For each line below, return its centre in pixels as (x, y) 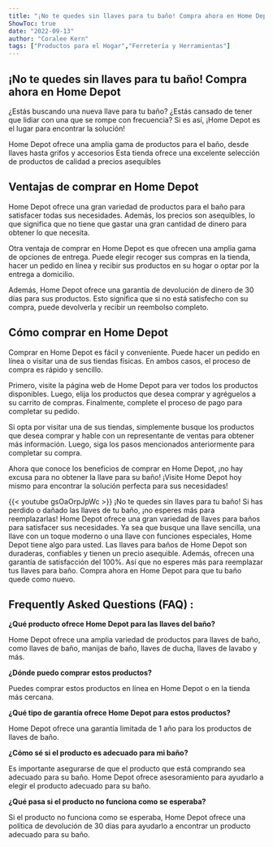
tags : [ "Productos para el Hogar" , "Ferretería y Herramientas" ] (119, 46)
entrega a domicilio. (41, 274)
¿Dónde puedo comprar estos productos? (80, 673)
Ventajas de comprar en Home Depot (104, 187)
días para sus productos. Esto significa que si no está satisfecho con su (128, 298)
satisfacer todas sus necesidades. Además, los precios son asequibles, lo (132, 215)
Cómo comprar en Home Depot (89, 333)
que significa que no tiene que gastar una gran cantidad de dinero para (128, 223)
